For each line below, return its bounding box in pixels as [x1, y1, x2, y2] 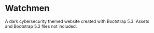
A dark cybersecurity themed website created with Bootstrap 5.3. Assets [5, 18, 150, 24]
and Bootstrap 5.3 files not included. [5, 23, 77, 29]
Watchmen [5, 3, 50, 14]
